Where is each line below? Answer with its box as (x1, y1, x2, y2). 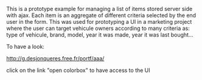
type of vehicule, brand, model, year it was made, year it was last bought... (6, 31, 193, 38)
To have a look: (6, 43, 44, 50)
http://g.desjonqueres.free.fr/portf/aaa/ (6, 55, 105, 62)
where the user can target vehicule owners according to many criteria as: (6, 24, 190, 32)
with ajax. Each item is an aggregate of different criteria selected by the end (6, 12, 197, 19)
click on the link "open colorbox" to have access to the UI (6, 67, 150, 74)
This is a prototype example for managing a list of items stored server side (6, 5, 193, 12)
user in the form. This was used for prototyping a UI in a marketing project (6, 18, 192, 25)
